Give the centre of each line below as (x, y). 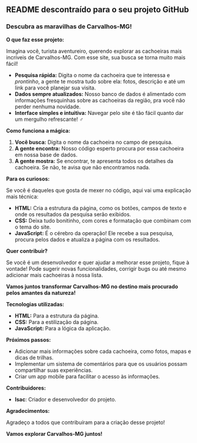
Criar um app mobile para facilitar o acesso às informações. (87, 376)
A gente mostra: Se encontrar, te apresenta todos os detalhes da (94, 161)
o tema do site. (33, 227)
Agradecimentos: (28, 410)
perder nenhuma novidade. (47, 107)
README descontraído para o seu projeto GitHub (98, 10)
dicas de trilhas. (34, 357)
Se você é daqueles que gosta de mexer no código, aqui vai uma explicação (99, 190)
